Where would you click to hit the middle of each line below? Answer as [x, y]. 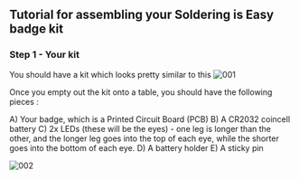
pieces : [24, 101]
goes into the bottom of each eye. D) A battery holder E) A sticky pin [136, 147]
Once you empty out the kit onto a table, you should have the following [141, 92]
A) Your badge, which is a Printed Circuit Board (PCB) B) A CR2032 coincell [150, 119]
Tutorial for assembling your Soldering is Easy [141, 15]
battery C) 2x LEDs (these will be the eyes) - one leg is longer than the [140, 128]
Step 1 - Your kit [44, 55]
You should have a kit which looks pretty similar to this [111, 74]
